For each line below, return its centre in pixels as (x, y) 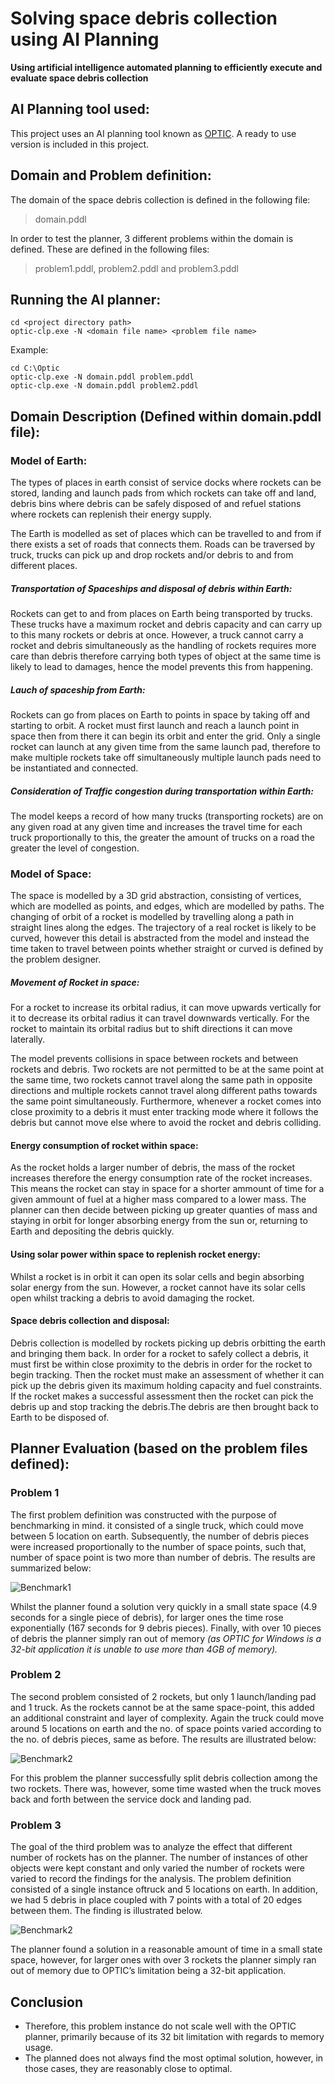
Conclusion (47, 2002)
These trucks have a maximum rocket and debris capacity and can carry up (166, 624)
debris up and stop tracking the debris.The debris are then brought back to (164, 1406)
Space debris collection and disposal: (90, 1321)
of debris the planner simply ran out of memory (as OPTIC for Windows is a (166, 1638)
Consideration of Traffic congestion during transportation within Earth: (162, 791)
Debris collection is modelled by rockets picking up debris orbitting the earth (168, 1343)
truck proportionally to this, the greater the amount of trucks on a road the (162, 837)
